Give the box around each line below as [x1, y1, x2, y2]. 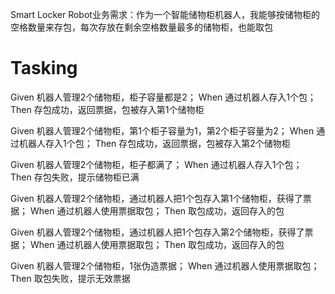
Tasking [10, 57, 78, 80]
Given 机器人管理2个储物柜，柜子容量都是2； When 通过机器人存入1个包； [10, 91, 317, 103]
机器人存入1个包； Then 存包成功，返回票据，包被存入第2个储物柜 [18, 137, 291, 149]
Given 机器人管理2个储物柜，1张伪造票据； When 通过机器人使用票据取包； [10, 259, 320, 272]
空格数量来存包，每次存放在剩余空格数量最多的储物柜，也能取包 [10, 21, 273, 33]
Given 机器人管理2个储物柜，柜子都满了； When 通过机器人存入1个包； [10, 158, 303, 170]
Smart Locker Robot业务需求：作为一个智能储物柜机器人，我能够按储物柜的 [10, 9, 320, 20]
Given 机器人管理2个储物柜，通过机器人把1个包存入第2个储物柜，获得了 [10, 226, 305, 238]
